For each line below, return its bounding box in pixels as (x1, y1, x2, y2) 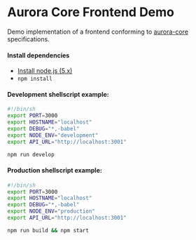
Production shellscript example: (7, 166, 103, 175)
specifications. (7, 34, 50, 43)
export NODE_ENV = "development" (7, 131, 99, 139)
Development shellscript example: (7, 90, 110, 98)
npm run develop (7, 151, 55, 158)
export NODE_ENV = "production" (7, 208, 96, 215)
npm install (17, 75, 52, 83)
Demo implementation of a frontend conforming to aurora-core (7, 27, 189, 36)
